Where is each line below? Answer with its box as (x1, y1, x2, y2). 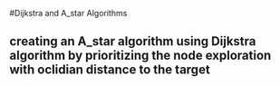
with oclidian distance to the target (9, 62, 210, 78)
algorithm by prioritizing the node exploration (9, 48, 272, 63)
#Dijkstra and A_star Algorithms (9, 8, 128, 18)
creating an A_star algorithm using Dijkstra (9, 33, 256, 49)
